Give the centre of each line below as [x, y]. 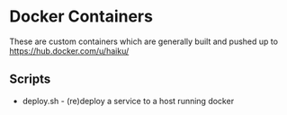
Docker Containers [81, 17]
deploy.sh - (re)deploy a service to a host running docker [128, 101]
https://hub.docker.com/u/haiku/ [69, 50]
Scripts [30, 80]
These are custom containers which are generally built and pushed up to [144, 41]
